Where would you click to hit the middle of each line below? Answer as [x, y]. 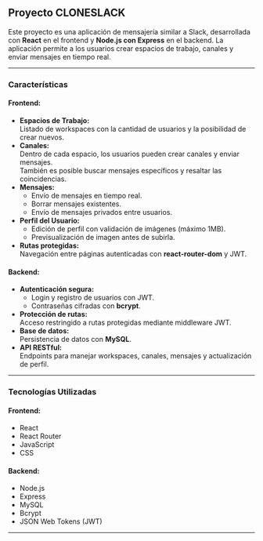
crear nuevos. [42, 137]
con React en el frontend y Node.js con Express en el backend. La [116, 40]
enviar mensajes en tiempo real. [59, 56]
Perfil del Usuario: [49, 220]
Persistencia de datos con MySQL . [75, 339]
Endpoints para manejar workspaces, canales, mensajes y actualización [135, 356]
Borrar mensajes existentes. [76, 204]
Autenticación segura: [57, 289]
